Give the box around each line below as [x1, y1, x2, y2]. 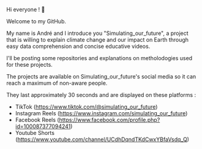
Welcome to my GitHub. [6, 18, 66, 25]
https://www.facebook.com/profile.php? [59, 117, 160, 123]
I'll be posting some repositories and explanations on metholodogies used [6, 55, 193, 61]
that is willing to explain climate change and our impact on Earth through [6, 36, 189, 43]
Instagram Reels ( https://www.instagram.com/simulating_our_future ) [15, 110, 188, 117]
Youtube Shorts [15, 129, 55, 136]
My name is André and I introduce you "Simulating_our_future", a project [6, 29, 189, 37]
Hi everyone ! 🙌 [6, 6, 45, 13]
